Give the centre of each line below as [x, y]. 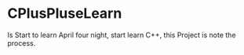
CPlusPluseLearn [65, 14]
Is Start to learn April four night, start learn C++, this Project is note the [122, 35]
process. [22, 43]
